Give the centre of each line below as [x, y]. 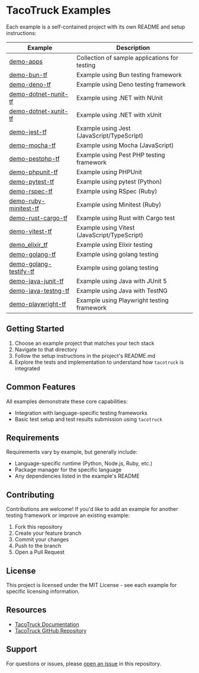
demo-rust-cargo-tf [38, 218]
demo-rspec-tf [31, 191]
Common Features [41, 387]
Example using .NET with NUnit [119, 97]
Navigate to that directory [46, 349]
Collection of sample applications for [127, 58]
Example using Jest [103, 128]
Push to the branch [38, 546]
